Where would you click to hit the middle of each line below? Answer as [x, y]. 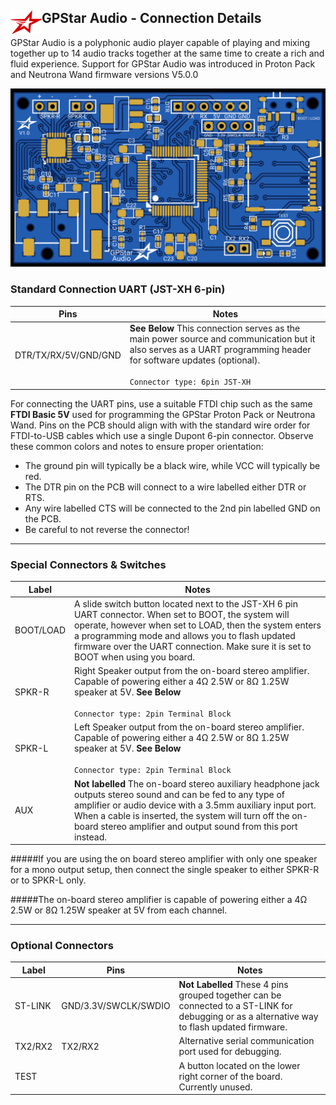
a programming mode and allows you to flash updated [185, 635]
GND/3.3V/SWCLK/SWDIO [116, 1006]
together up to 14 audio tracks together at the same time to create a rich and [167, 53]
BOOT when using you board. [134, 657]
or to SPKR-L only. [48, 880]
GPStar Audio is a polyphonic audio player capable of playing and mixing [160, 42]
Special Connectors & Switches [88, 564]
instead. [91, 837]
